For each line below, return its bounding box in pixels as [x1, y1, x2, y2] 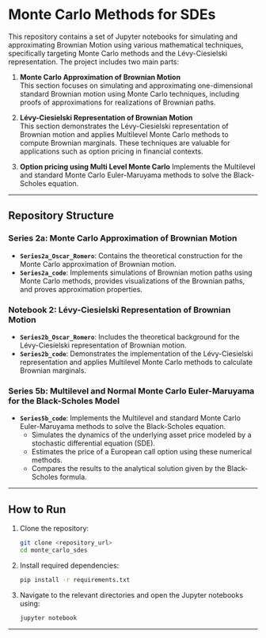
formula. [59, 473, 87, 482]
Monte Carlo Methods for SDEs [8, 6, 216, 24]
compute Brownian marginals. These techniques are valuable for [19, 138, 230, 147]
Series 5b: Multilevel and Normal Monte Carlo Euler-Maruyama [8, 385, 255, 397]
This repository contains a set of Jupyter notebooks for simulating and [8, 32, 238, 41]
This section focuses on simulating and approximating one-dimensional [19, 81, 253, 90]
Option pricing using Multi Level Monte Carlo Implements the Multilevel [19, 161, 256, 171]
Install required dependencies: [19, 560, 120, 570]
